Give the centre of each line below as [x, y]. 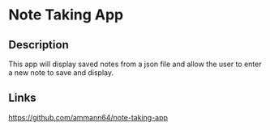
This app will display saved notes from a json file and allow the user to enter [135, 64]
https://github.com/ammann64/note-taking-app [88, 117]
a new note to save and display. [61, 73]
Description [39, 45]
